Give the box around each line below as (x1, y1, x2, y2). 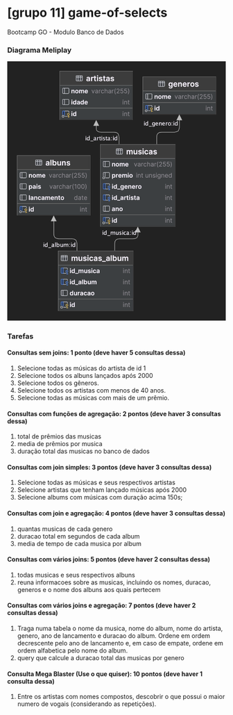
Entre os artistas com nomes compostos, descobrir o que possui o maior (17, 693, 225, 701)
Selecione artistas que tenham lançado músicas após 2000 (17, 486, 187, 494)
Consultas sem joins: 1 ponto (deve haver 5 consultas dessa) (7, 349, 186, 357)
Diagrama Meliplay (7, 45, 71, 55)
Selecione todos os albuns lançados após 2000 (17, 372, 154, 379)
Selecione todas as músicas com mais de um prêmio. (17, 394, 170, 402)
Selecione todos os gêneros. (17, 379, 99, 387)
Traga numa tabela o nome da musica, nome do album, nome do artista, (17, 624, 223, 633)
